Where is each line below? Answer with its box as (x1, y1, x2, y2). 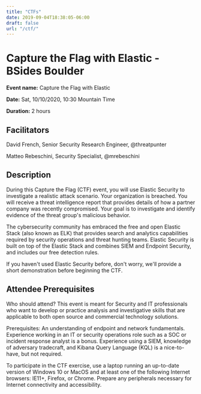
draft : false (6, 20, 39, 26)
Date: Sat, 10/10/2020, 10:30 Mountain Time (6, 96, 115, 103)
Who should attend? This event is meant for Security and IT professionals (6, 300, 188, 307)
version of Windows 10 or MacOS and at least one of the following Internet (6, 368, 190, 375)
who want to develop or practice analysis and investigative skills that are (6, 306, 185, 313)
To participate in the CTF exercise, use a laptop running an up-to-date (6, 362, 179, 369)
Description (6, 170, 51, 180)
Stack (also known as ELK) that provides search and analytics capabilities (6, 229, 188, 236)
